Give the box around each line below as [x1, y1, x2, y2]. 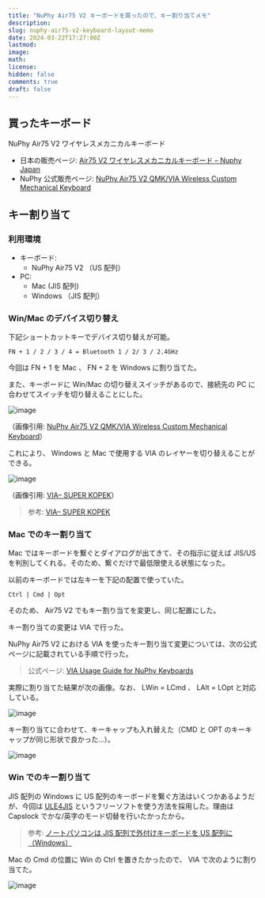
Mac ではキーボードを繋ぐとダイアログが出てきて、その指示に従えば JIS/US [8, 548, 256, 558]
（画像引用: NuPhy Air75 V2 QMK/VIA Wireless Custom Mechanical [8, 422, 228, 431]
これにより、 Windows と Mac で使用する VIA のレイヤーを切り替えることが [8, 449, 256, 458]
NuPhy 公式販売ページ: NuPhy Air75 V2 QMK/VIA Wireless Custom [19, 174, 237, 184]
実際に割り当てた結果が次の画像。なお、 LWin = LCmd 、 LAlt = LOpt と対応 [8, 683, 257, 692]
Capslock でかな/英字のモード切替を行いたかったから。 [8, 811, 189, 820]
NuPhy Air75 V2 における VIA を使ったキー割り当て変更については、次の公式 [8, 639, 257, 649]
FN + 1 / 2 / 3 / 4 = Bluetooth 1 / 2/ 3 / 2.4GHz [8, 348, 179, 356]
